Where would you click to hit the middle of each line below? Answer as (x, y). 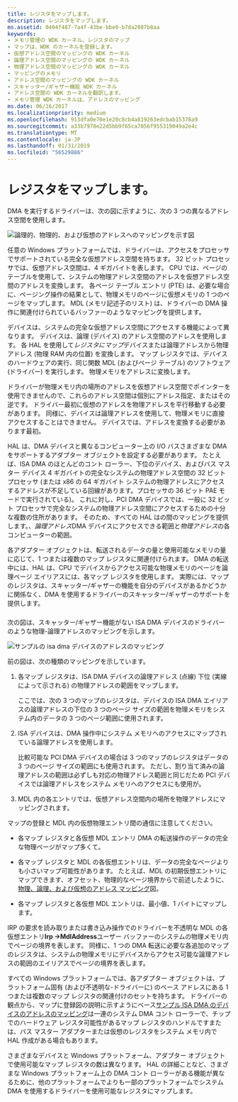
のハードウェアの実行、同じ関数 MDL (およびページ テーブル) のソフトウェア (119, 362)
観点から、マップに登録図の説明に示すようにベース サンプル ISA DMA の (112, 1005)
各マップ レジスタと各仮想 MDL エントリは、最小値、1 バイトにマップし (122, 903)
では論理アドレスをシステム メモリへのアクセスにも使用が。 (118, 784)
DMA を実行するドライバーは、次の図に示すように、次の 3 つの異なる (109, 211)
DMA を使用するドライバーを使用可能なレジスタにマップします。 (102, 1091)
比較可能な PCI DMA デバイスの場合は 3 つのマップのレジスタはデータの (123, 757)
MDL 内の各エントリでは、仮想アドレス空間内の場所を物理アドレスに (118, 799)
